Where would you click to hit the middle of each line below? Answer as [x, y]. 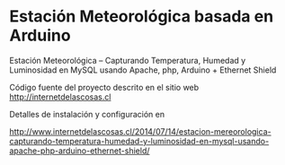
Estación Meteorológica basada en [142, 17]
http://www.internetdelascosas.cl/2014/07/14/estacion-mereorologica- [140, 131]
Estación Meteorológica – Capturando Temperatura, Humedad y [128, 60]
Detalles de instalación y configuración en [87, 114]
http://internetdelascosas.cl [60, 97]
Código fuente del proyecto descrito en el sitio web [104, 87]
